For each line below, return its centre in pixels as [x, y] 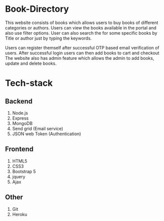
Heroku [20, 214]
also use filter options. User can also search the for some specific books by [81, 33]
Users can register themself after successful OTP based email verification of [82, 48]
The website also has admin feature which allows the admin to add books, [80, 58]
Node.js [20, 113]
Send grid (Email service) [38, 128]
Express [20, 118]
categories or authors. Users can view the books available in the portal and [81, 27]
